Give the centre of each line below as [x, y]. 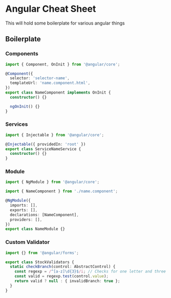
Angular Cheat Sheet [51, 9]
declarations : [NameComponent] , [45, 215]
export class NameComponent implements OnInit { [58, 93]
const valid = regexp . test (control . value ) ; [62, 277]
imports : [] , [24, 205]
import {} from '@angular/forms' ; [42, 253]
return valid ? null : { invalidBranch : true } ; [67, 281]
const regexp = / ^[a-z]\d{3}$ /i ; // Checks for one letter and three [90, 271]
